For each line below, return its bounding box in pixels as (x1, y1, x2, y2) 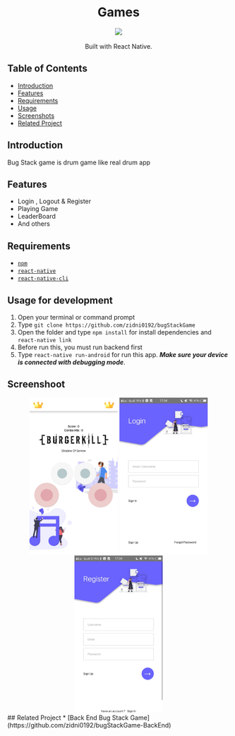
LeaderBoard (17, 212, 56, 221)
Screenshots (17, 111, 55, 120)
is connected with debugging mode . (17, 358, 126, 366)
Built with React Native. (84, 42, 153, 50)
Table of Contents (7, 63, 88, 75)
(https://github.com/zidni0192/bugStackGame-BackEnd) (7, 720, 171, 729)
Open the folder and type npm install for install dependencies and (17, 328, 212, 336)
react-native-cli (17, 275, 69, 282)
